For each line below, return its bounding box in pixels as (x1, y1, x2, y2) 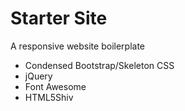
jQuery (24, 70, 53, 82)
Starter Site (10, 7, 108, 30)
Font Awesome (24, 80, 87, 92)
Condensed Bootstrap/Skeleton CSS (24, 59, 175, 71)
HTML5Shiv (24, 91, 74, 103)
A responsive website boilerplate (10, 40, 145, 52)
